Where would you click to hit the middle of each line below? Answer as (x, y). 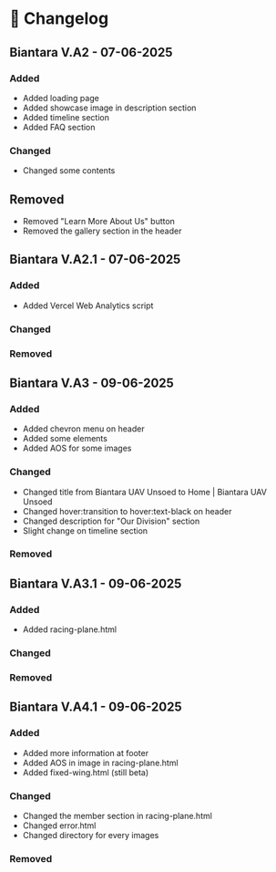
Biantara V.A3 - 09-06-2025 (92, 383)
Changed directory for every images (91, 835)
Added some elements (65, 439)
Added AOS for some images (77, 448)
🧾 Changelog (59, 19)
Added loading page (61, 98)
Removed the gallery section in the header (102, 231)
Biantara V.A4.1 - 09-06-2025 (96, 707)
